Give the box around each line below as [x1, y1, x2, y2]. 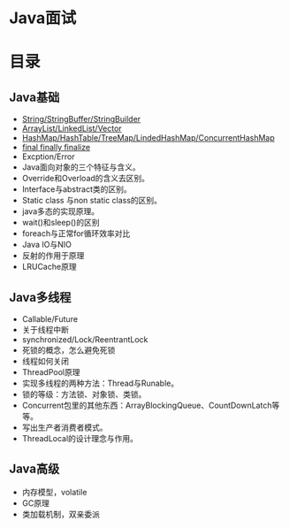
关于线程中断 [21, 325, 69, 334]
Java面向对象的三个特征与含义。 [21, 162, 141, 172]
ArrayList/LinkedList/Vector [21, 123, 122, 134]
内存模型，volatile [21, 486, 87, 497]
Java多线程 [9, 289, 72, 305]
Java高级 [9, 462, 60, 477]
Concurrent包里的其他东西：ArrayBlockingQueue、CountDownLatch [21, 400, 272, 410]
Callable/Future [21, 314, 78, 324]
